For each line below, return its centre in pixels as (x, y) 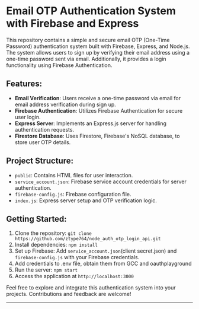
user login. (28, 117)
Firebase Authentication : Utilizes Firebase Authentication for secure (99, 110)
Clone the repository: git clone (53, 233)
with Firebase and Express (73, 23)
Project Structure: (40, 161)
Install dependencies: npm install (56, 245)
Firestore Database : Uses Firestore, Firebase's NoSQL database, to (97, 136)
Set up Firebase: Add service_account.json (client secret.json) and (96, 251)
